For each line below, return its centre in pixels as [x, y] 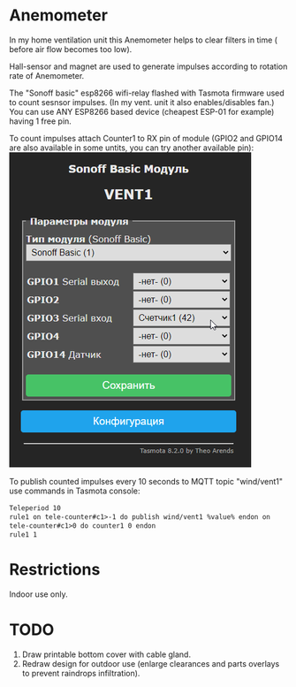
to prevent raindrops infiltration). [81, 673]
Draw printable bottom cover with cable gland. [106, 654]
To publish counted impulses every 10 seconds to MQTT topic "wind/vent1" [146, 481]
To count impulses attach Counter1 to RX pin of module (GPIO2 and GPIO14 [146, 138]
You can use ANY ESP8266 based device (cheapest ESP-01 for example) [142, 111]
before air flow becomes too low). [71, 49]
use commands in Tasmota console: [75, 491]
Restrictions [55, 570]
